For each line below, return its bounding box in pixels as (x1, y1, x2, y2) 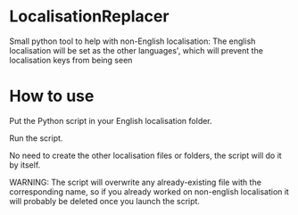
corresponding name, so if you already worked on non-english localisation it (9, 186, 290, 197)
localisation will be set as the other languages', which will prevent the (9, 45, 263, 55)
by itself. (9, 159, 41, 170)
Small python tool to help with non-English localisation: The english (9, 36, 256, 46)
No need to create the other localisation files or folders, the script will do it (9, 150, 283, 161)
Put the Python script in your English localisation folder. (9, 115, 212, 126)
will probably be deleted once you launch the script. (9, 195, 201, 206)
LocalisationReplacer (9, 6, 170, 27)
